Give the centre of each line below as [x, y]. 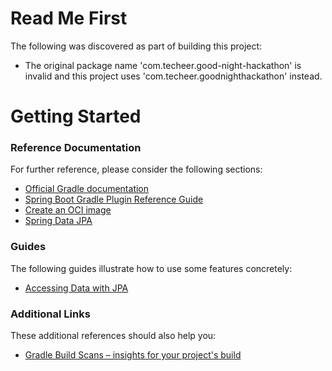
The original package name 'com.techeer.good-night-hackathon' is [163, 65]
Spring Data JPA [58, 221]
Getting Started [76, 116]
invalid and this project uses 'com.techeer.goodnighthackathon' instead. [173, 76]
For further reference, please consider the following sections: [136, 169]
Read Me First [69, 18]
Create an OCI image [68, 210]
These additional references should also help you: [113, 336]
